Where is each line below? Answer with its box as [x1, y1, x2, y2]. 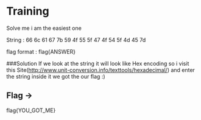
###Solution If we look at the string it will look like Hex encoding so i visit [6, 60, 189, 67]
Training [6, 4, 50, 18]
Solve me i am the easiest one [6, 24, 82, 32]
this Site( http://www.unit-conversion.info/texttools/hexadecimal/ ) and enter [6, 66, 195, 74]
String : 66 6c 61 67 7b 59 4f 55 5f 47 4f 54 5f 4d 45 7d [6, 36, 146, 43]
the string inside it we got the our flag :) [6, 72, 105, 80]
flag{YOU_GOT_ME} [6, 107, 56, 114]
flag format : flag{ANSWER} [6, 48, 76, 55]
